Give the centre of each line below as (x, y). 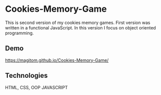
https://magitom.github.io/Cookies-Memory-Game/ (57, 60)
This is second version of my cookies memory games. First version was (78, 23)
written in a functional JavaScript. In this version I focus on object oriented (80, 27)
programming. (19, 33)
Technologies (27, 76)
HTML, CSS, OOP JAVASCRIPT (36, 87)
